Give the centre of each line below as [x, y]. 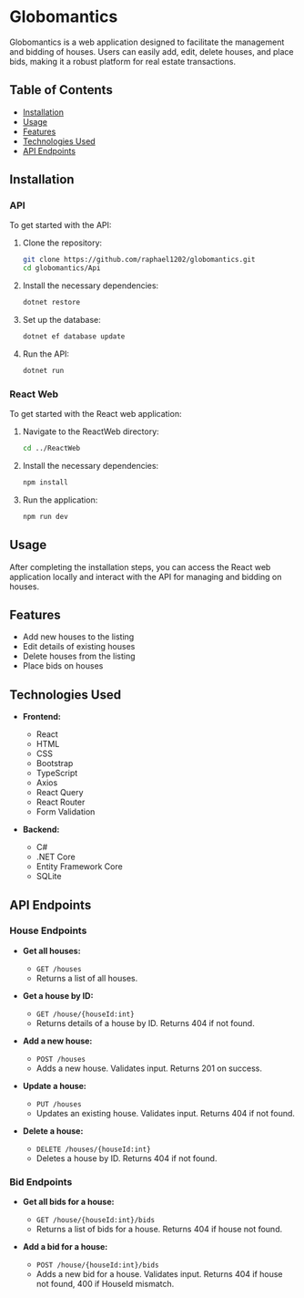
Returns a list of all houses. [87, 978]
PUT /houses [59, 1104]
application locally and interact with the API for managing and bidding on [146, 576]
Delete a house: [53, 1131]
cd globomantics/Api [61, 268]
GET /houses [59, 969]
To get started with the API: [61, 225]
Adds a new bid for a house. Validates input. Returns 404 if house [160, 1274]
